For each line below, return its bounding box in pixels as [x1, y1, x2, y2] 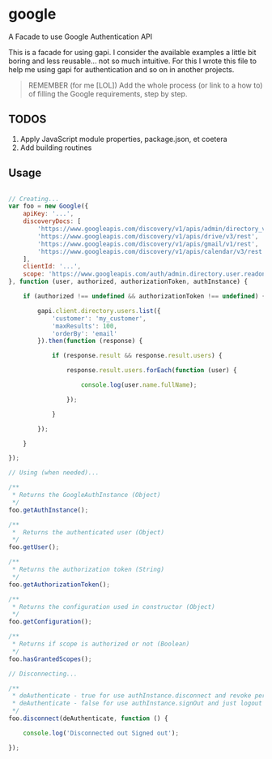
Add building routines [19, 143, 92, 152]
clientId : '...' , [23, 263, 82, 271]
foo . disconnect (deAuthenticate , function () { [8, 714, 168, 723]
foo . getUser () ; [8, 543, 60, 551]
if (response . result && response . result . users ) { [51, 352, 223, 360]
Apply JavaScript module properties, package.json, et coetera [19, 134, 228, 144]
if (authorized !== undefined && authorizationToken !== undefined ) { [23, 293, 266, 301]
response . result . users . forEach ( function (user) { [66, 367, 237, 375]
